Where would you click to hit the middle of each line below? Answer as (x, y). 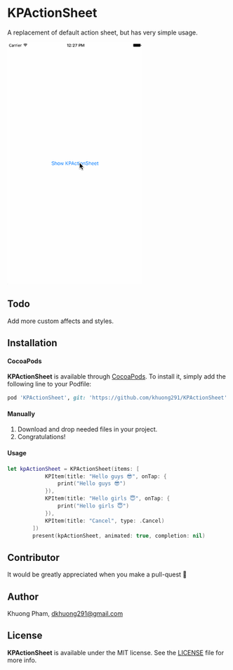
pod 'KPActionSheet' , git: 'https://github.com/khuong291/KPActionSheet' (118, 398)
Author (23, 596)
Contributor (33, 557)
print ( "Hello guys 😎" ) (92, 483)
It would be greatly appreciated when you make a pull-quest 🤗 (97, 574)
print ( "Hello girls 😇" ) (93, 506)
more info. (22, 660)
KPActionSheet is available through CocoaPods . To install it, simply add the (116, 377)
